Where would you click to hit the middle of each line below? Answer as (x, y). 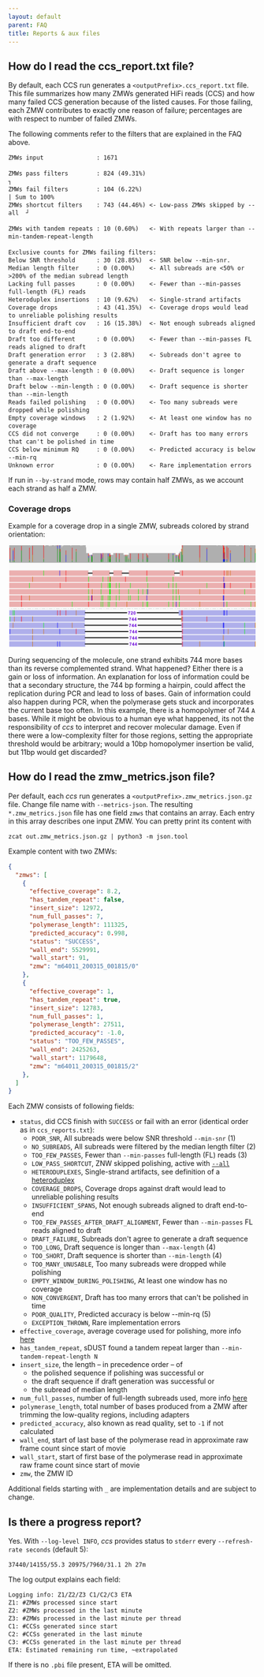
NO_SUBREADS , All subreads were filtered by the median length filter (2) (143, 1147)
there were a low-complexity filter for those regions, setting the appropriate (131, 736)
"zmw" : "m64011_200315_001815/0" (84, 966)
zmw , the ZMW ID (46, 1473)
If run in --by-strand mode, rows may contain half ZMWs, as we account (126, 480)
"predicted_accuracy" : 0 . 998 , (78, 933)
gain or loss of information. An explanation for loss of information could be (129, 677)
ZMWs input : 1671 (63, 158)
